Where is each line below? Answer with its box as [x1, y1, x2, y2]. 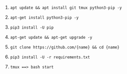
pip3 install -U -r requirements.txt [10, 55, 90, 60]
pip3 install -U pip [10, 25, 54, 30]
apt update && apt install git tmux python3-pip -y [10, 5, 122, 10]
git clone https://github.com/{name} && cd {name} [10, 45, 120, 50]
